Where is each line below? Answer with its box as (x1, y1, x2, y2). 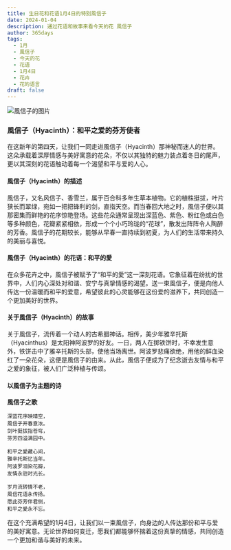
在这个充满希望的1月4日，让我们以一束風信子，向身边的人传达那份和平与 (7, 518, 212, 527)
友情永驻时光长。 (7, 470, 49, 478)
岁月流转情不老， (7, 484, 49, 491)
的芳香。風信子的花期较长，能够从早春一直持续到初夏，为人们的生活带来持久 (7, 228, 224, 236)
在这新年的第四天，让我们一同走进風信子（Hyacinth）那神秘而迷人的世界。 (7, 143, 219, 151)
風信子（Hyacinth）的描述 (7, 177, 82, 185)
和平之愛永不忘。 (7, 506, 49, 513)
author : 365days (7, 29, 54, 37)
